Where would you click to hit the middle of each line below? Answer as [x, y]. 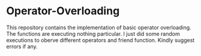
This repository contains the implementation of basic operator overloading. [99, 27]
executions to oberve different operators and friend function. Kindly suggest [100, 40]
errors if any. [22, 46]
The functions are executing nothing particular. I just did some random [93, 33]
